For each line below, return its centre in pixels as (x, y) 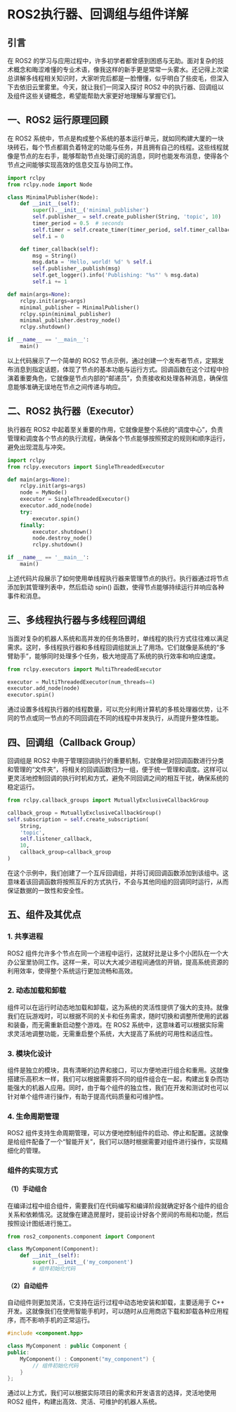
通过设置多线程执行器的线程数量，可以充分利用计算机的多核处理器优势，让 (115, 710)
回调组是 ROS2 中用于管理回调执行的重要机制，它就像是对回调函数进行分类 (116, 760)
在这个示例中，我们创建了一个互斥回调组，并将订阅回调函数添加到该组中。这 (118, 872)
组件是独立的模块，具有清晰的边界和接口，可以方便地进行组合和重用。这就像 (118, 1070)
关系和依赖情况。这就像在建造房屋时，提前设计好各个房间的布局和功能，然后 (118, 1214)
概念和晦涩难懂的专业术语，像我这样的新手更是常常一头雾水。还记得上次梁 (121, 70)
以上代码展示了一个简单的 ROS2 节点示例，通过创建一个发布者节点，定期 (113, 360)
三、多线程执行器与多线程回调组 (77, 620)
